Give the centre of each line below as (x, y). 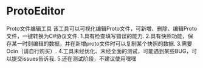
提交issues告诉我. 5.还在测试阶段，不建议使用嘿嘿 (74, 58)
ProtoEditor (36, 11)
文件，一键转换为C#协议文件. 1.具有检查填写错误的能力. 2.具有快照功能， (97, 36)
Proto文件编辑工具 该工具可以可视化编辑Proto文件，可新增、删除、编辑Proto (102, 28)
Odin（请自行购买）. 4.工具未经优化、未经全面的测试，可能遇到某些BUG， (99, 51)
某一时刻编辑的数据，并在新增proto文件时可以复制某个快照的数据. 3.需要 (102, 43)
